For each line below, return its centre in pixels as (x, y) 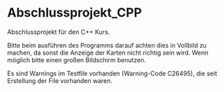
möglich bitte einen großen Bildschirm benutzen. (77, 59)
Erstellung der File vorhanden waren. (60, 80)
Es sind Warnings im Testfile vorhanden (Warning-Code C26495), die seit (112, 73)
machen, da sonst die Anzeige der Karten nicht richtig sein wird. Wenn (108, 53)
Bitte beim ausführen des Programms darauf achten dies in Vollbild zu (107, 45)
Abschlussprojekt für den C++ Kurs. (59, 32)
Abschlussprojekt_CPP (75, 13)
